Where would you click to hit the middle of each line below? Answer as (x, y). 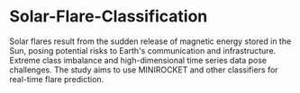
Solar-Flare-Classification (109, 17)
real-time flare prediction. (57, 79)
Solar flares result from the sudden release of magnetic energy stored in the (150, 41)
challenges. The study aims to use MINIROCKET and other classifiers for (144, 70)
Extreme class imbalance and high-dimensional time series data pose (138, 60)
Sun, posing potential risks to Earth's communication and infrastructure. (143, 50)
